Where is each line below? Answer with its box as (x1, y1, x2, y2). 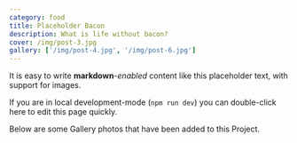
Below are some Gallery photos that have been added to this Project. (9, 123, 260, 134)
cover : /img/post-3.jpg (9, 37, 98, 47)
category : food (9, 12, 66, 22)
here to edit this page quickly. (9, 107, 118, 117)
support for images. (9, 80, 82, 91)
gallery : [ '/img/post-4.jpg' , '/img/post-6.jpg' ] (9, 46, 197, 55)
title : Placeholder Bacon (9, 21, 105, 30)
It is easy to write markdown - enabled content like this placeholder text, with (9, 70, 288, 81)
